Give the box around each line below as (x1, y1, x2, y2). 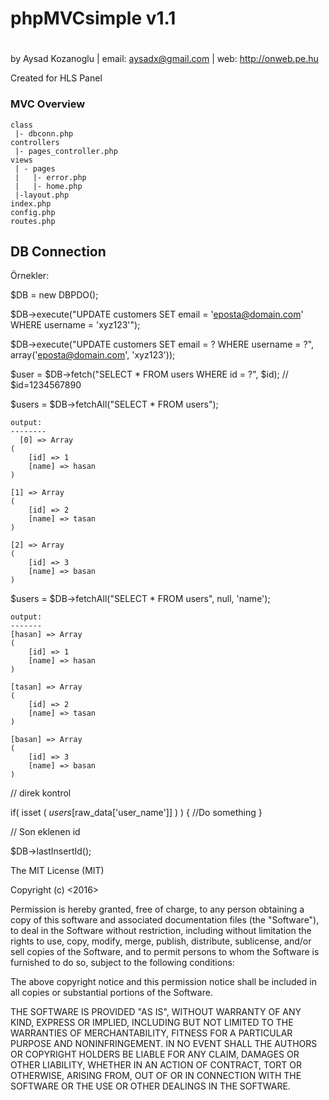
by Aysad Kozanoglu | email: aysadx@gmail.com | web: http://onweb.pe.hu (10, 53, 319, 65)
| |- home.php (14, 181, 83, 191)
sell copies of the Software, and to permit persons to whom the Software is (10, 946, 320, 958)
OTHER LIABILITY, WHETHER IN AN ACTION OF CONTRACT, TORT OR (10, 1059, 302, 1071)
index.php (10, 198, 52, 209)
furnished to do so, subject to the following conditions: (10, 957, 235, 969)
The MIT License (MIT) (10, 865, 105, 877)
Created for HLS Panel (10, 72, 103, 84)
